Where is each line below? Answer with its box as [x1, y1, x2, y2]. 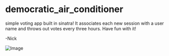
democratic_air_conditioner [5, 4, 124, 15]
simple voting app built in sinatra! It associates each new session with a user [5, 20, 164, 26]
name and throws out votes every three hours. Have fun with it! [5, 25, 136, 31]
